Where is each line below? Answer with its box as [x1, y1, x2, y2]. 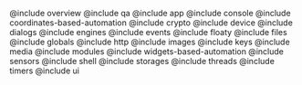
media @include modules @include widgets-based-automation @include [9, 46, 285, 57]
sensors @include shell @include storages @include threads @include [9, 56, 276, 66]
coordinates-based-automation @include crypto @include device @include [9, 17, 294, 28]
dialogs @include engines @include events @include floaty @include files [9, 27, 287, 37]
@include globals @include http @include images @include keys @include [9, 36, 290, 47]
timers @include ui [9, 65, 80, 76]
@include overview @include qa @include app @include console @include [9, 8, 291, 18]
